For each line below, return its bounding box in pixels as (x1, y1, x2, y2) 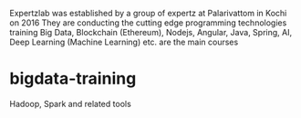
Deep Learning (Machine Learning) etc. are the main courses (9, 36, 239, 47)
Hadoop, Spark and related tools (9, 98, 132, 109)
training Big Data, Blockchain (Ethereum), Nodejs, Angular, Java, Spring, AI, (9, 27, 293, 37)
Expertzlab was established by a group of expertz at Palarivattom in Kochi (9, 8, 287, 18)
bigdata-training (9, 68, 137, 89)
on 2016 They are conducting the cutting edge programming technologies (9, 17, 287, 28)
